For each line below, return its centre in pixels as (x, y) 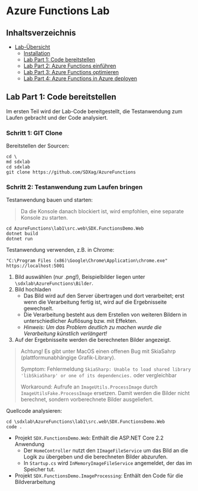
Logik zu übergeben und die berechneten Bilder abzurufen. (95, 457)
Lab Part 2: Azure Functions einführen (70, 66)
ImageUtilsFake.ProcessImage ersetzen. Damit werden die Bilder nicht (105, 393)
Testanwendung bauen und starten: (50, 200)
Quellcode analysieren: (34, 411)
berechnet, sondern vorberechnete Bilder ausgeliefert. (87, 399)
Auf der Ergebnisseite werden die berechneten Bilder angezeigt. (93, 340)
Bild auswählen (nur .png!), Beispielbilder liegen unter (80, 277)
